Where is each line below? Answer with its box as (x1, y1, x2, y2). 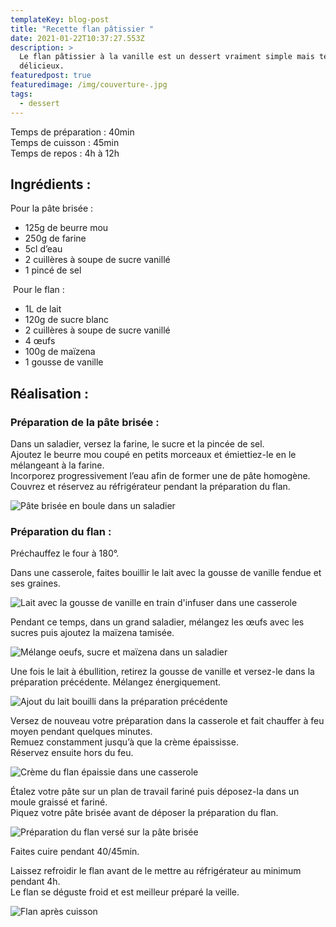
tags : (10, 89, 33, 99)
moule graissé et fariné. (10, 796, 108, 808)
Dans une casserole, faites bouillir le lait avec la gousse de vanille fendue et (10, 567, 322, 579)
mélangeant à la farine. (10, 459, 105, 471)
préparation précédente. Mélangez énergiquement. (10, 676, 222, 688)
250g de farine (24, 232, 87, 245)
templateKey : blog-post (10, 14, 110, 25)
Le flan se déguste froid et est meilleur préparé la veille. (10, 886, 240, 898)
